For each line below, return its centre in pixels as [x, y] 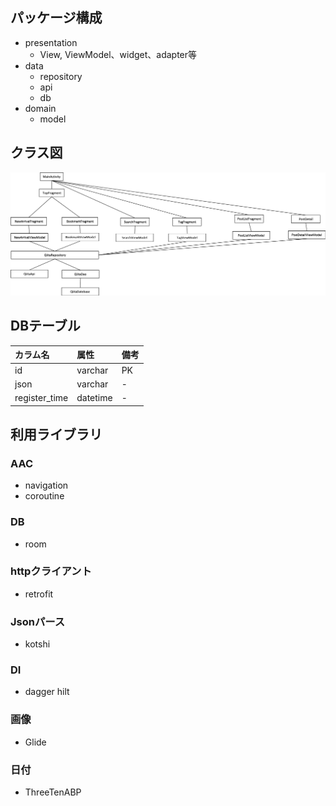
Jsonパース [38, 621]
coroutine [44, 496]
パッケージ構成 [56, 18]
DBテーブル [45, 326]
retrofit [39, 594]
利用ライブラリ [56, 434]
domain [40, 108]
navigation [46, 485]
